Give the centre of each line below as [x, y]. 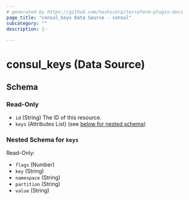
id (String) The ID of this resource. [58, 117]
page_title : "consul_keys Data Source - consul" [69, 18]
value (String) [32, 191]
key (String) [29, 171]
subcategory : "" [27, 23]
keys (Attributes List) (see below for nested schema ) [80, 124]
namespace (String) [38, 178]
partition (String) [38, 184]
